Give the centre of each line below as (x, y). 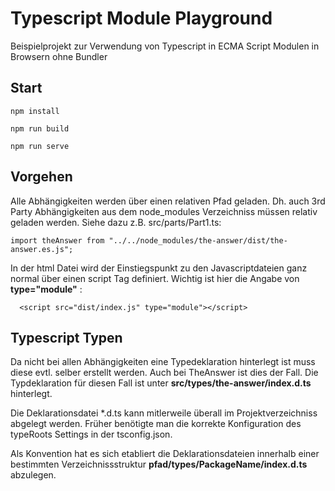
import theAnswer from (57, 240)
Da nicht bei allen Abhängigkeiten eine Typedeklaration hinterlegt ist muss (163, 362)
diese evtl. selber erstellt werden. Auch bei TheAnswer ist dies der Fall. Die (164, 373)
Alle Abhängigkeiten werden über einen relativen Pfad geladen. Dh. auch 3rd (168, 201)
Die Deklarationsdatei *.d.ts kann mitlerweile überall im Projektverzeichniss (164, 413)
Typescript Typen (66, 337)
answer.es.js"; (42, 249)
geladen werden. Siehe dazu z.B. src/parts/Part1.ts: (116, 222)
